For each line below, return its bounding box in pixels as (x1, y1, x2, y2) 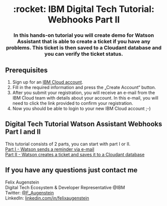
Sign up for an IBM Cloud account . (12, 79, 83, 85)
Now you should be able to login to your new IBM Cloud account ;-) (12, 105, 151, 111)
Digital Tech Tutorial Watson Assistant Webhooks (5, 120, 163, 128)
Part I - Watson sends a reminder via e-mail (5, 146, 95, 152)
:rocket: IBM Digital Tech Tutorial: (13, 3, 155, 15)
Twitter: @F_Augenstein (5, 190, 54, 196)
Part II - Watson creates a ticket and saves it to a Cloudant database (5, 151, 145, 157)
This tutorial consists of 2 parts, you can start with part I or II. (5, 141, 131, 147)
